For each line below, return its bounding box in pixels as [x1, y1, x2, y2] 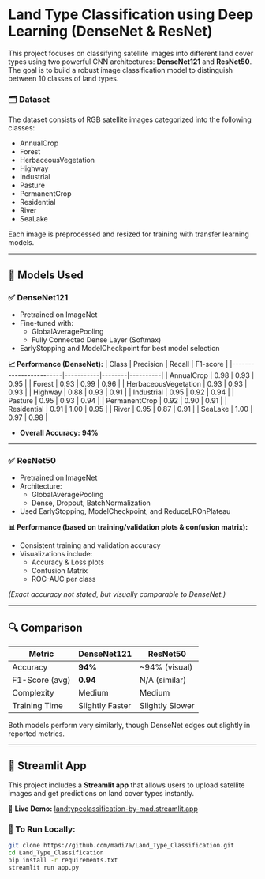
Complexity [12, 688, 55, 699]
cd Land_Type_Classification [8, 849, 104, 857]
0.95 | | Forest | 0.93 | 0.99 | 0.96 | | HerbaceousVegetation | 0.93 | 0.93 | [8, 379, 248, 388]
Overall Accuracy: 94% [19, 428, 99, 437]
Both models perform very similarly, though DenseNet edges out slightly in [8, 721, 251, 730]
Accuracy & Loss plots [31, 557, 105, 567]
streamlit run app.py [8, 863, 80, 871]
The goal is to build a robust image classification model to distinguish [8, 65, 233, 74]
